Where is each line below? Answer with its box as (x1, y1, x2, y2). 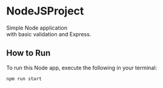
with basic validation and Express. (6, 30, 91, 37)
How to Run (6, 48, 51, 58)
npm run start (6, 75, 42, 82)
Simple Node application (6, 24, 68, 31)
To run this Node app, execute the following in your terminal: (6, 64, 158, 71)
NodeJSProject (6, 4, 84, 18)
